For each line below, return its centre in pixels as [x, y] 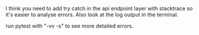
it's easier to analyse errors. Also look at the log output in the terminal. [92, 15]
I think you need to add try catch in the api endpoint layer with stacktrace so [99, 8]
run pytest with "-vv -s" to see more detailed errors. [70, 26]
